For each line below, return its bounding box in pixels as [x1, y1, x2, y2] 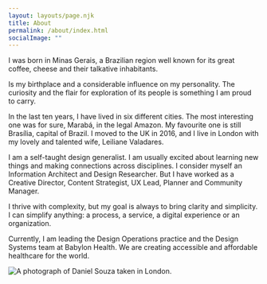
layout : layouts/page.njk [8, 11, 94, 20]
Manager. [8, 186, 40, 196]
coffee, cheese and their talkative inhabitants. [8, 64, 158, 74]
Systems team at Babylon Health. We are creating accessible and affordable [8, 243, 258, 252]
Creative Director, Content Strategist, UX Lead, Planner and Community [8, 178, 243, 188]
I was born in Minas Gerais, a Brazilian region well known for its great [8, 56, 235, 65]
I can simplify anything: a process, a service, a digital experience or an [8, 210, 241, 220]
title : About [8, 19, 52, 27]
